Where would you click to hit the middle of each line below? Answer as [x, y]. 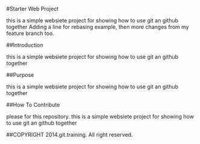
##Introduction [25, 45]
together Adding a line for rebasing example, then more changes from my [98, 27]
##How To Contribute [33, 105]
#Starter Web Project [32, 9]
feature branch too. [30, 33]
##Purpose [20, 75]
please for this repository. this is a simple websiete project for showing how [100, 116]
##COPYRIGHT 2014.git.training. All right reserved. [69, 135]
